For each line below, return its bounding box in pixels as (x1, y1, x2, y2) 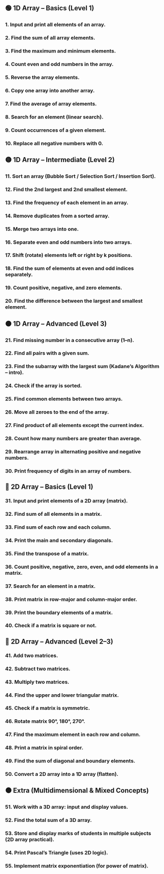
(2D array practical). (5, 836, 55, 843)
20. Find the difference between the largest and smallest (5, 298, 143, 305)
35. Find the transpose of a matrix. (5, 550, 89, 557)
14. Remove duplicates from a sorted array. (5, 212, 109, 219)
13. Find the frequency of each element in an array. (5, 199, 129, 206)
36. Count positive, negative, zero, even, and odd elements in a (5, 563, 159, 570)
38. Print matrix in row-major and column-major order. (5, 596, 137, 603)
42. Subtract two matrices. (5, 665, 71, 672)
